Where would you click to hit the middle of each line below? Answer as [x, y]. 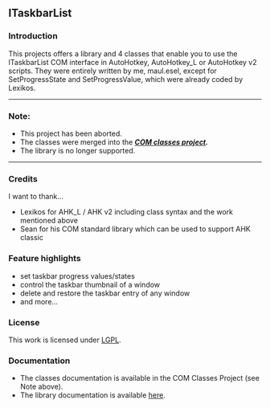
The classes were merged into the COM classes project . [114, 142]
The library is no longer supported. [78, 150]
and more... [39, 301]
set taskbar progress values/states [77, 275]
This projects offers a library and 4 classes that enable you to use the [123, 53]
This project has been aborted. [71, 133]
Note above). [41, 387]
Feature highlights [45, 259]
